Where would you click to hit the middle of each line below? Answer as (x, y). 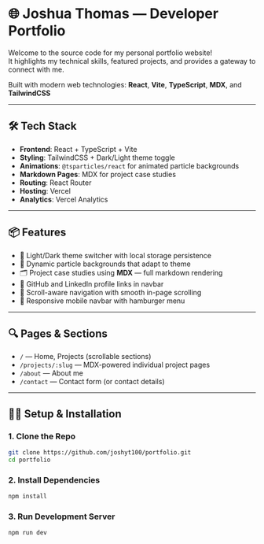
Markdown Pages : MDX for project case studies (98, 174)
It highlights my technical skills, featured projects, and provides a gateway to (132, 61)
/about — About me (51, 373)
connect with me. (36, 69)
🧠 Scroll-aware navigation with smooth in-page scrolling (110, 292)
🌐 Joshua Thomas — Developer (113, 14)
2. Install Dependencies (54, 479)
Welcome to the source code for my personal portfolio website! (110, 53)
